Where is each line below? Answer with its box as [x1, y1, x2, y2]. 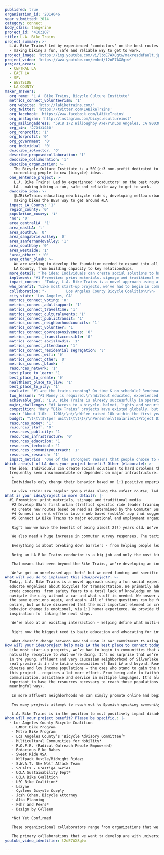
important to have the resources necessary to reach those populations [9, 680, 159, 684]
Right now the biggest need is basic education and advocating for [11, 629, 152, 634]
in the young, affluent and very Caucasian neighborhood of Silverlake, [9, 657, 161, 662]
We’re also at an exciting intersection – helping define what [11, 620, 143, 625]
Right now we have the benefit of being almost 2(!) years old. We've [11, 525, 159, 530]
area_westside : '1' [9, 248, 49, 253]
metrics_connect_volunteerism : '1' [9, 98, 82, 103]
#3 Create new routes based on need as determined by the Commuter [11, 507, 152, 512]
